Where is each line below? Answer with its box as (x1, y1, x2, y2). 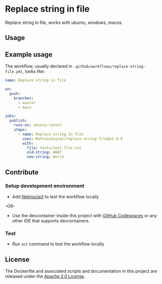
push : (9, 91, 21, 96)
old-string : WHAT (26, 150, 62, 155)
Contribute (5, 168, 39, 176)
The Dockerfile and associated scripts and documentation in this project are (5, 268, 157, 274)
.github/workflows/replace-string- (73, 64, 146, 69)
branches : (14, 96, 34, 101)
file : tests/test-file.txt (26, 145, 82, 150)
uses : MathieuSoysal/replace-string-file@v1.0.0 (22, 136, 123, 141)
